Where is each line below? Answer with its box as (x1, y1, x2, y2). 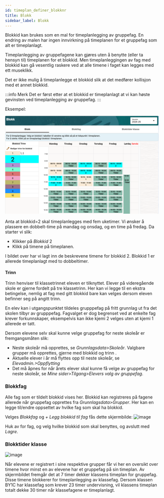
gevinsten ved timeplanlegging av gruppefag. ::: (5, 97, 102, 102)
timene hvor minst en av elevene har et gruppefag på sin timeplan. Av (5, 466, 145, 473)
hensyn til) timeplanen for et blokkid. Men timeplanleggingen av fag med (5, 57, 151, 63)
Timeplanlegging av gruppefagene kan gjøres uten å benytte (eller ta (5, 52, 143, 58)
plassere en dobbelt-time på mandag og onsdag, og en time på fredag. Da (5, 224, 155, 230)
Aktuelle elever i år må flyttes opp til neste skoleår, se (12, 355, 120, 361)
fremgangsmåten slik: (5, 336, 49, 341)
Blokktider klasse (5, 440, 47, 447)
